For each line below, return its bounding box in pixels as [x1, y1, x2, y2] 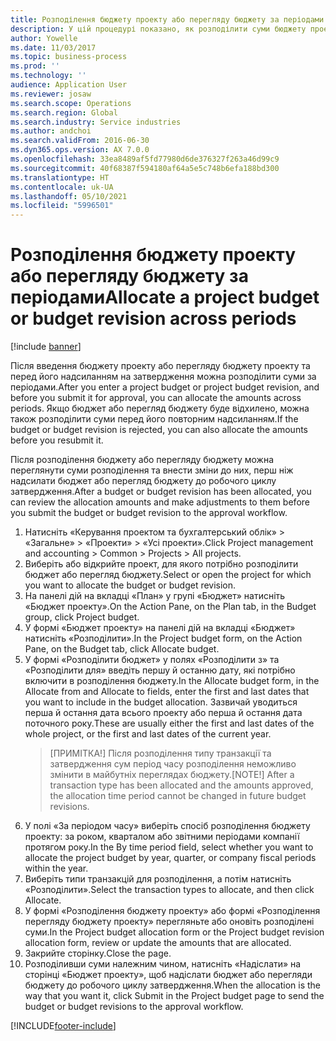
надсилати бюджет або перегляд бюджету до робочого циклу [10, 475, 277, 487]
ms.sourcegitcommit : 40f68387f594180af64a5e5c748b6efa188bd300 [10, 163, 280, 173]
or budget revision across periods [10, 307, 297, 330]
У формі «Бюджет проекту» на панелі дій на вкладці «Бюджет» [24, 622, 296, 634]
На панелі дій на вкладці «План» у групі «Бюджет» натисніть [24, 590, 286, 602]
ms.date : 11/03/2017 [10, 42, 97, 53]
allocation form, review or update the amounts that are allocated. [24, 937, 292, 949]
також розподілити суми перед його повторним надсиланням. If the [10, 413, 299, 425]
